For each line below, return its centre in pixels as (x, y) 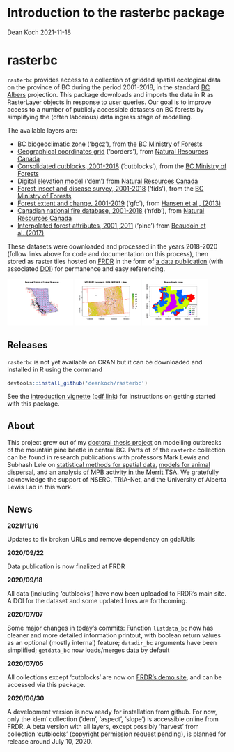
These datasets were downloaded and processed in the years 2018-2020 (112, 246)
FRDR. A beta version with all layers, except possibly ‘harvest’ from (103, 727)
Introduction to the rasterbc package (116, 13)
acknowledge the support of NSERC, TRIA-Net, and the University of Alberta (117, 480)
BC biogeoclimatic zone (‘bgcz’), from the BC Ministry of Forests (110, 144)
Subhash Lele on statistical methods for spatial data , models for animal (109, 465)
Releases (28, 345)
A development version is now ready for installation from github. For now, (112, 712)
